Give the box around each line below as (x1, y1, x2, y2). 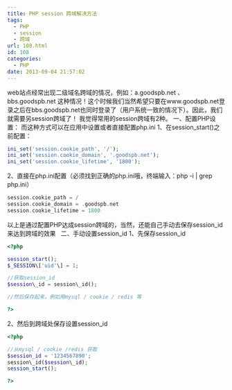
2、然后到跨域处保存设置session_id (7, 319, 108, 328)
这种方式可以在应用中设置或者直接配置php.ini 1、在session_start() (26, 123, 215, 131)
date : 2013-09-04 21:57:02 (7, 68, 85, 75)
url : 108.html (7, 42, 48, 49)
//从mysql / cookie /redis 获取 (7, 346, 98, 353)
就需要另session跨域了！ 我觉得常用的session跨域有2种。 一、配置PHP (7, 114, 210, 122)
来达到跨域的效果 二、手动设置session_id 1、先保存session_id (7, 229, 186, 237)
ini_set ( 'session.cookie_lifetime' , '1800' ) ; (7, 158, 141, 165)
